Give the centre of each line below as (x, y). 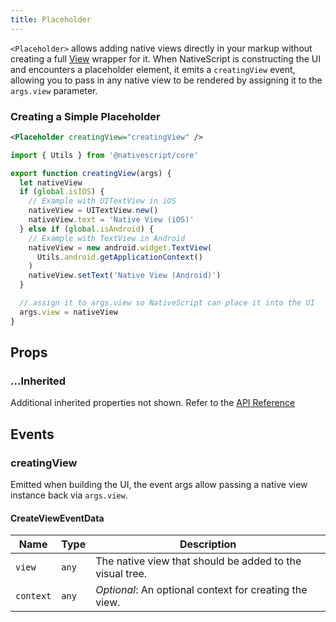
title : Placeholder (51, 19)
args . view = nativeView (68, 312)
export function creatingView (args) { (91, 173)
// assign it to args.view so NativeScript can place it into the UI (167, 303)
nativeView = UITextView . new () (93, 211)
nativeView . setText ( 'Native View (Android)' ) (125, 276)
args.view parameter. (54, 90)
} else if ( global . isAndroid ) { (87, 229)
